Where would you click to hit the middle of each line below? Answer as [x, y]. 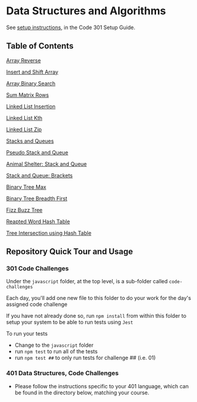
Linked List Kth [24, 118]
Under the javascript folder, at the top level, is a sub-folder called [87, 281]
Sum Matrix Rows [28, 95]
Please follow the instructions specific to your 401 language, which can [101, 386]
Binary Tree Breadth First [37, 198]
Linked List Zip [24, 129]
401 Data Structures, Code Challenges [63, 373]
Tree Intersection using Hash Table [49, 233]
